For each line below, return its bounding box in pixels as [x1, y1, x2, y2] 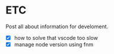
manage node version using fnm [14, 41, 94, 48]
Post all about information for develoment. [5, 23, 109, 30]
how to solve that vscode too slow [14, 34, 99, 41]
